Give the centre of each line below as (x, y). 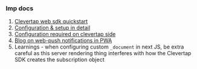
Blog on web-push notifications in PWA (63, 41)
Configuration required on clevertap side (65, 34)
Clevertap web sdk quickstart (51, 22)
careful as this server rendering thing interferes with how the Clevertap (103, 53)
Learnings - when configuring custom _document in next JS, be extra (99, 47)
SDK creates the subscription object (59, 60)
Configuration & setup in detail (52, 28)
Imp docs (20, 8)
